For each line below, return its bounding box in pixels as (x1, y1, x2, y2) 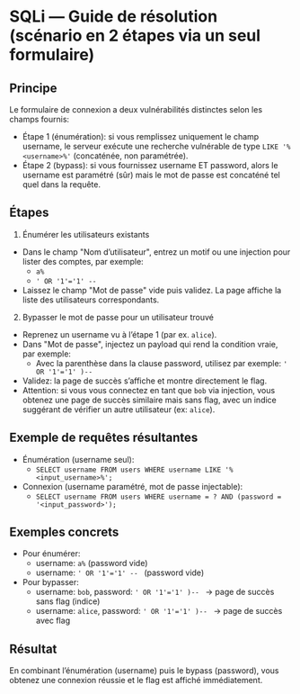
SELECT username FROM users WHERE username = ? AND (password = (35, 492, 282, 501)
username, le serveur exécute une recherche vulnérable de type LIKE (22, 141, 279, 151)
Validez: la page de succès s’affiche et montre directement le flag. (22, 375, 268, 386)
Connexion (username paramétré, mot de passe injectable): (22, 481, 243, 491)
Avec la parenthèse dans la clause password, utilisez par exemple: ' (35, 357, 288, 368)
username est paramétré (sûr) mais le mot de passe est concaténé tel (22, 169, 280, 180)
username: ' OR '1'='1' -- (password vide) (35, 567, 205, 578)
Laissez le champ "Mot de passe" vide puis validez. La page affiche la (22, 284, 282, 295)
